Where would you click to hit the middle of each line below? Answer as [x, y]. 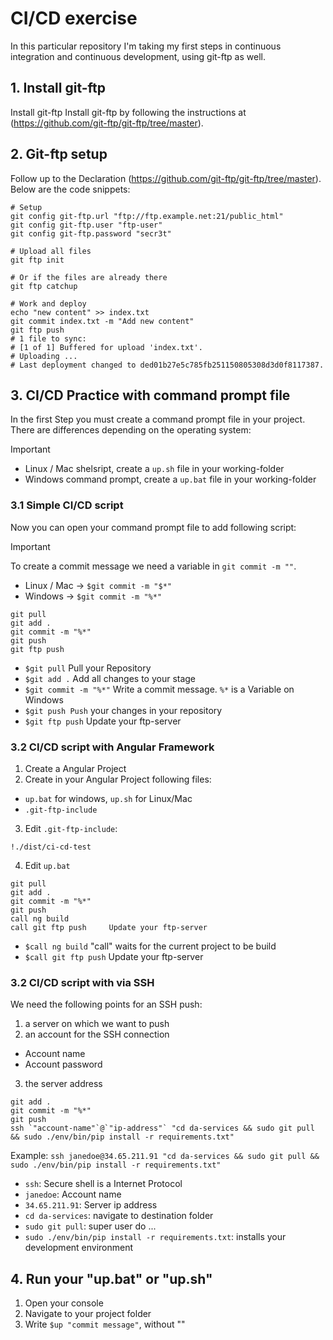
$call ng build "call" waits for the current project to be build [150, 946]
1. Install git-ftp [58, 88]
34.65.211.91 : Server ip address [91, 1205]
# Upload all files [51, 251]
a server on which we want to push [97, 1024]
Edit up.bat [47, 865]
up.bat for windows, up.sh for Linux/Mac [108, 798]
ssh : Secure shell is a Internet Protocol [103, 1184]
